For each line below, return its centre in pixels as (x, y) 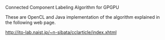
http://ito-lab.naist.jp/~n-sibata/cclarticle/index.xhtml (61, 32)
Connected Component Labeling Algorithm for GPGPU (62, 7)
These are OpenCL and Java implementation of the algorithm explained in (83, 17)
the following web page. (31, 23)
